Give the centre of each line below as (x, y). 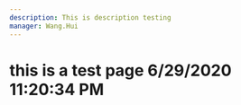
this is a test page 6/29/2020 (120, 70)
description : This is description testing (90, 17)
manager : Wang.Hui (44, 26)
